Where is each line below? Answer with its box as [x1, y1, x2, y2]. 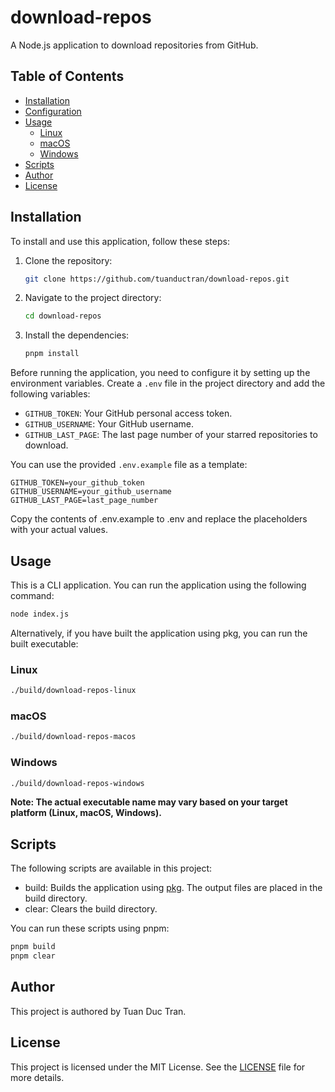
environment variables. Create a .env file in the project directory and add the [10, 377, 326, 390]
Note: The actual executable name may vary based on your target [10, 796, 288, 808]
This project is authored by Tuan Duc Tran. [10, 1005, 187, 1017]
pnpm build [10, 942, 56, 952]
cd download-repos [24, 311, 102, 321]
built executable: [10, 637, 79, 650]
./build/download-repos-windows [10, 778, 145, 788]
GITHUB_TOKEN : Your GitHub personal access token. [24, 407, 233, 420]
